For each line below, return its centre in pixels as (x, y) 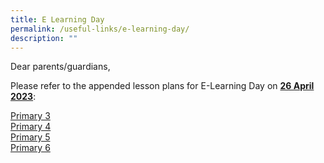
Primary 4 (31, 127)
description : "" (44, 38)
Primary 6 (30, 148)
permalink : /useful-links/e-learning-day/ (100, 29)
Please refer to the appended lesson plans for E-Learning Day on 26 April (162, 86)
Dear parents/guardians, (60, 67)
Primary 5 (30, 137)
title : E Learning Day (57, 19)
